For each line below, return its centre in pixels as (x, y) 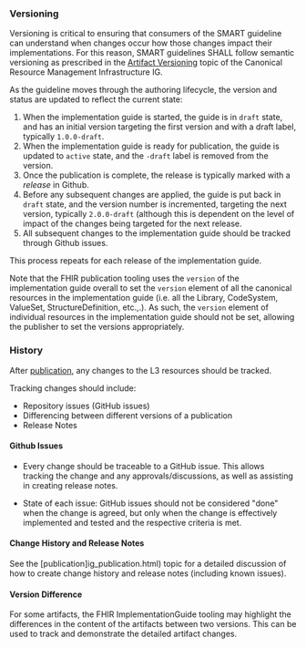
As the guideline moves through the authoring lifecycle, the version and (143, 90)
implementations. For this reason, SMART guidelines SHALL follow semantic (152, 53)
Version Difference (46, 594)
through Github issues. (65, 243)
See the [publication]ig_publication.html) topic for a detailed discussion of (148, 564)
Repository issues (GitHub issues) (86, 406)
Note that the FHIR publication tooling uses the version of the (124, 278)
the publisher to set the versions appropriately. (97, 327)
